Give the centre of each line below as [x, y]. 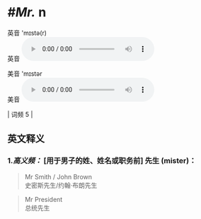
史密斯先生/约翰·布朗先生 [61, 185]
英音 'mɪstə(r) [27, 33]
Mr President [44, 199]
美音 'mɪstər [25, 73]
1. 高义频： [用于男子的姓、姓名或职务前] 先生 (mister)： [102, 161]
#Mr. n [27, 12]
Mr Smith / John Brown [58, 176]
